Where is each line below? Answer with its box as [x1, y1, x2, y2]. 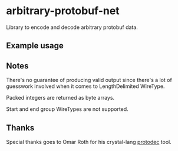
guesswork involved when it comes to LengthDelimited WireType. [6, 83, 165, 90]
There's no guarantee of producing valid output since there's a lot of [6, 77, 172, 84]
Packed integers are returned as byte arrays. [6, 94, 115, 101]
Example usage [6, 41, 64, 51]
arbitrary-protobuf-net [6, 4, 120, 18]
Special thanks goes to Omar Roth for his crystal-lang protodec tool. [6, 138, 172, 145]
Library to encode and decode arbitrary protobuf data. [6, 24, 139, 31]
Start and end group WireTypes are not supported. [6, 106, 128, 113]
